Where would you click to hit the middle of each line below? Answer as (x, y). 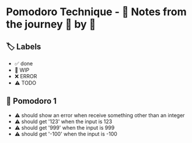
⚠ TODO (25, 83)
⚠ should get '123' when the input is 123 (63, 121)
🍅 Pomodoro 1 (32, 101)
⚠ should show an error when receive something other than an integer (100, 115)
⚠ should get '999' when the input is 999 (64, 127)
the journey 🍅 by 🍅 (51, 24)
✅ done (24, 63)
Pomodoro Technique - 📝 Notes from (96, 12)
